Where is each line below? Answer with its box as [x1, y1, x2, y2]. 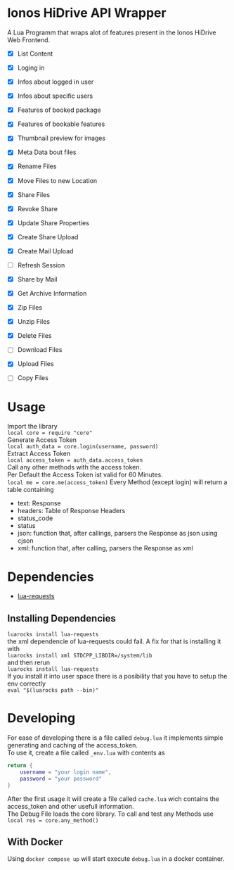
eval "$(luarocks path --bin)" [7, 687, 99, 694]
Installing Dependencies [7, 612, 116, 624]
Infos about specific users [17, 92, 93, 100]
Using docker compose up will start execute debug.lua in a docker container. [7, 855, 225, 863]
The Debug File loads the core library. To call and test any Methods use [7, 809, 214, 818]
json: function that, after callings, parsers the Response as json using [17, 529, 218, 538]
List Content [17, 49, 53, 58]
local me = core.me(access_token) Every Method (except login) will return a [7, 478, 228, 486]
